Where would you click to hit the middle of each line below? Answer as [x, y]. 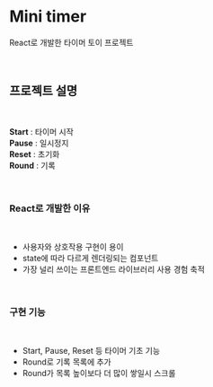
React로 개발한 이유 [50, 208]
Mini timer [48, 17]
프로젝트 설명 [44, 91]
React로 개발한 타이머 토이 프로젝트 [71, 42]
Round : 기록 [32, 165]
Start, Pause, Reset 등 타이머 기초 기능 [91, 351]
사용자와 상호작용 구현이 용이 [73, 247]
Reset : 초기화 [35, 154]
